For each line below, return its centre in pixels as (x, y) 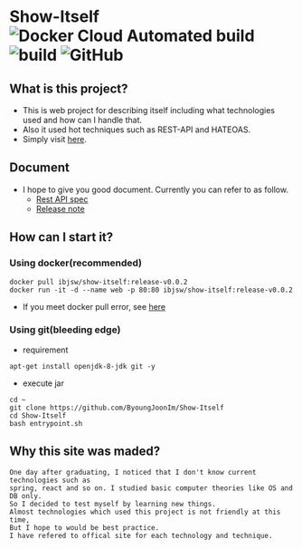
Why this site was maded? (85, 452)
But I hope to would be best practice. (85, 527)
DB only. (26, 496)
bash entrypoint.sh (46, 423)
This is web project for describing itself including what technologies (149, 110)
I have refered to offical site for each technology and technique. (141, 535)
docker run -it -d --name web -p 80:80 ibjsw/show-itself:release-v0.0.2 (151, 290)
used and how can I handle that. (82, 120)
